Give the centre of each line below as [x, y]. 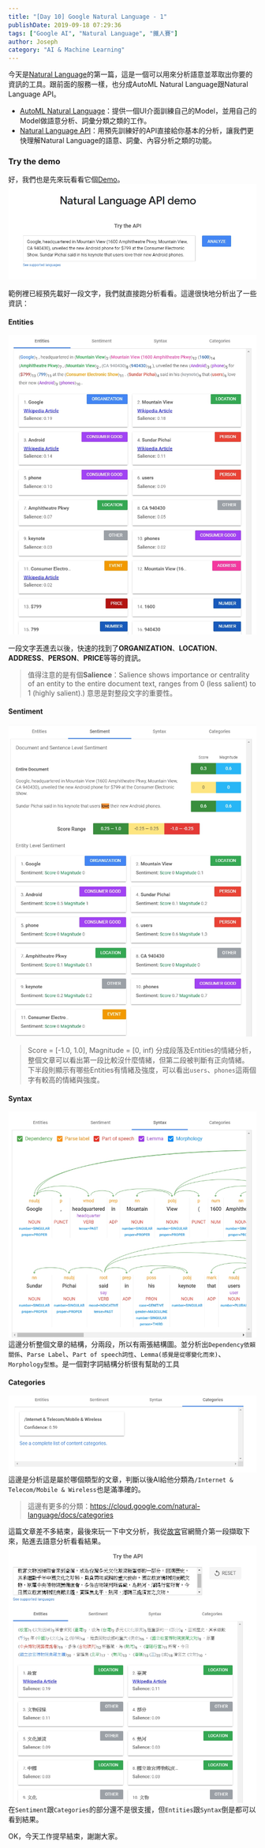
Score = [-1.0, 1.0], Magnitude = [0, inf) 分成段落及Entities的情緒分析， [142, 1051]
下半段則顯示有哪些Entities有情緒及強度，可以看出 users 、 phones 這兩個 [142, 1070]
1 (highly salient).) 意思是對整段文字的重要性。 [102, 693]
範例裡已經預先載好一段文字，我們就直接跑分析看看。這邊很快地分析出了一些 [132, 294]
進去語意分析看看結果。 [67, 1541]
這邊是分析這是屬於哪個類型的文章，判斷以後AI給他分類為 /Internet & [121, 1479]
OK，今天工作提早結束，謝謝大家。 [65, 1836]
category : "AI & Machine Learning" [67, 50]
